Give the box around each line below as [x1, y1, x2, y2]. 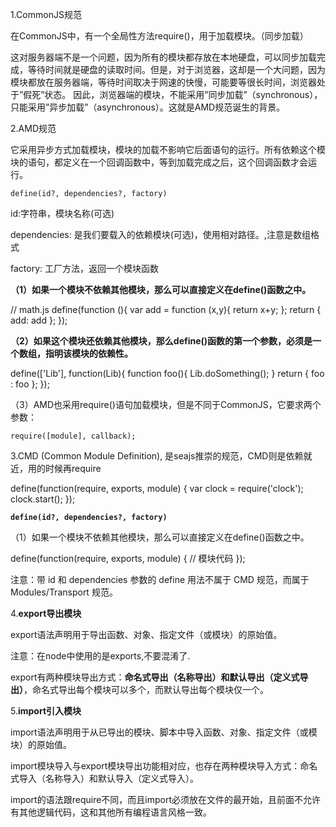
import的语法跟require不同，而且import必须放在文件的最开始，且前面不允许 [10, 794, 322, 805]
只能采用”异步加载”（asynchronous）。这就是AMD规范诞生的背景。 [10, 101, 286, 113]
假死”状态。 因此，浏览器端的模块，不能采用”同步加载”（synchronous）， [23, 89, 323, 100]
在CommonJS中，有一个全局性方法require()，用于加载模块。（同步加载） [10, 30, 309, 42]
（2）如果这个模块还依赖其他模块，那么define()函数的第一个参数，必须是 [10, 335, 313, 347]
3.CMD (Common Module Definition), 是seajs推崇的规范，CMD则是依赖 [10, 450, 304, 462]
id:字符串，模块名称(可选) [10, 208, 115, 219]
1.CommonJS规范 [10, 9, 82, 20]
